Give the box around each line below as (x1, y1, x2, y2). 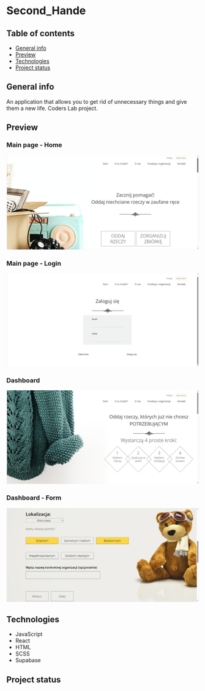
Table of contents (6, 28, 75, 39)
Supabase (15, 657, 41, 664)
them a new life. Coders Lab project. (6, 104, 98, 112)
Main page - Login (6, 259, 61, 268)
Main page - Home (6, 141, 62, 149)
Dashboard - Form (6, 493, 62, 502)
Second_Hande (6, 4, 86, 18)
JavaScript (15, 630, 43, 638)
